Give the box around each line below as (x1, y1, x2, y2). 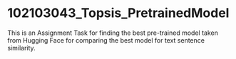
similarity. (7, 43, 36, 52)
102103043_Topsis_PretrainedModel (7, 5, 230, 21)
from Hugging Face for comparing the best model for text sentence (7, 36, 205, 44)
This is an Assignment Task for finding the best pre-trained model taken (7, 28, 219, 37)
